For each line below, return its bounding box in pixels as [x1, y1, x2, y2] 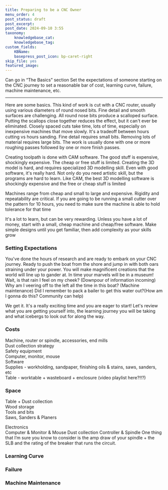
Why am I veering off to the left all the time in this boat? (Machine [5, 282, 140, 288]
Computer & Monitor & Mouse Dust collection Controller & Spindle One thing [5, 429, 162, 435]
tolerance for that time [5, 206, 51, 213]
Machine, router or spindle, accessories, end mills [5, 337, 108, 343]
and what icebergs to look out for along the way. [5, 313, 105, 319]
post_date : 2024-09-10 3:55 [5, 26, 64, 31]
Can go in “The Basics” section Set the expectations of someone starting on [5, 77, 162, 83]
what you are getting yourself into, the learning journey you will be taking [5, 308, 156, 314]
